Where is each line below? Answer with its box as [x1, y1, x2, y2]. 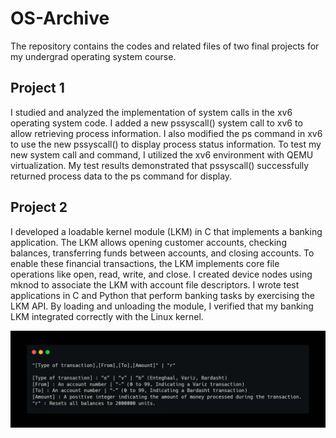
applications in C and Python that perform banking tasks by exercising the [10, 289, 316, 301]
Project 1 [10, 80, 65, 97]
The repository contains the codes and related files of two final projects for [10, 40, 320, 52]
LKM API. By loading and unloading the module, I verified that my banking [10, 300, 314, 312]
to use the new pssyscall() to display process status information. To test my [10, 138, 322, 150]
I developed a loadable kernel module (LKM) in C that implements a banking [10, 225, 323, 237]
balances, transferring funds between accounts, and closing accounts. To [10, 247, 315, 259]
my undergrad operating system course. [10, 50, 177, 62]
